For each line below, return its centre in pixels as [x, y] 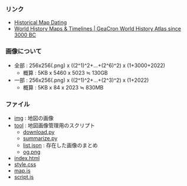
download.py [39, 132]
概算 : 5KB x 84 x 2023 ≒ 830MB [63, 87]
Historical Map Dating [40, 22]
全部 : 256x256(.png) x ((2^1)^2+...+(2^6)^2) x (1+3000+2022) [90, 65]
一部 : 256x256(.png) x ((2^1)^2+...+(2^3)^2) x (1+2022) [81, 80]
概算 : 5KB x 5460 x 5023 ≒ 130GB [65, 72]
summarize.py [40, 138]
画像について [24, 51]
